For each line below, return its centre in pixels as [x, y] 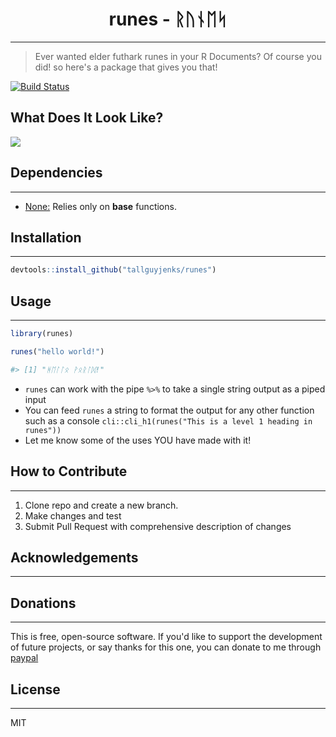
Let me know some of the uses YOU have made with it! [138, 440]
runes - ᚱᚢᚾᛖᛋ [168, 19]
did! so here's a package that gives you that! [126, 67]
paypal [24, 658]
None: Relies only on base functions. [100, 206]
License [35, 689]
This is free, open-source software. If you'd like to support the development [166, 637]
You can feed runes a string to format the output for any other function [169, 410]
